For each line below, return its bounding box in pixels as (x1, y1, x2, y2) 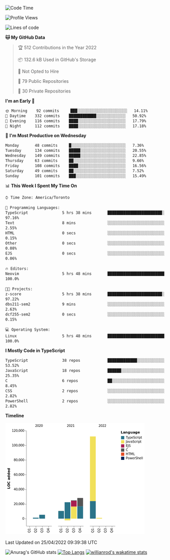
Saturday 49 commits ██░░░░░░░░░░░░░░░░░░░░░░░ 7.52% (5, 168, 144, 173)
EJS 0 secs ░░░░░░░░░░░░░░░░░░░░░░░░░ (5, 251, 165, 256)
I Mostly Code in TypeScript (5, 348, 65, 353)
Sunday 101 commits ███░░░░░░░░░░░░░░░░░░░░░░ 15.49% (5, 173, 146, 178)
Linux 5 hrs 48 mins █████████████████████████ (5, 333, 165, 338)
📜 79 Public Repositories (17, 78, 69, 84)
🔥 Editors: (5, 266, 29, 271)
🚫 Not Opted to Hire (17, 69, 59, 74)
